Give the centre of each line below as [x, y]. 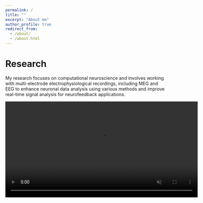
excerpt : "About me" [27, 19]
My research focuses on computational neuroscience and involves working [85, 78]
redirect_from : [22, 29]
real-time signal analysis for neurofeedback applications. [65, 94]
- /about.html [25, 39]
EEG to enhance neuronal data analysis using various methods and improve [85, 89]
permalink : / [19, 10]
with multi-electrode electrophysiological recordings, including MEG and [82, 83]
